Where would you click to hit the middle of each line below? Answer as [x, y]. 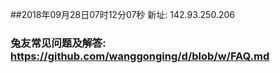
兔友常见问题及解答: [58, 43]
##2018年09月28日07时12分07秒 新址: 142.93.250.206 [122, 14]
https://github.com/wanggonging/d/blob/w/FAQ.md [140, 56]
